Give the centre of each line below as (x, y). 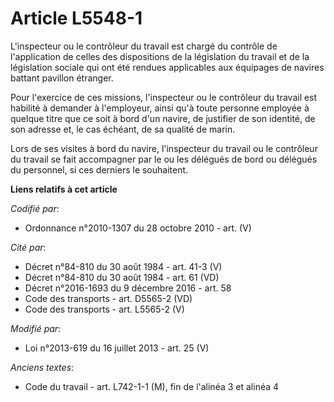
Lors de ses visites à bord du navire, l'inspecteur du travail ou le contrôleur (164, 148)
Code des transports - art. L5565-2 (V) (104, 309)
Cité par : (28, 247)
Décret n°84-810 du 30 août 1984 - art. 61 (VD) (122, 277)
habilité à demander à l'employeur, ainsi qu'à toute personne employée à (160, 108)
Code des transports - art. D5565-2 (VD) (108, 298)
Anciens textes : (42, 367)
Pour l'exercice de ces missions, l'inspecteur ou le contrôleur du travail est (164, 97)
